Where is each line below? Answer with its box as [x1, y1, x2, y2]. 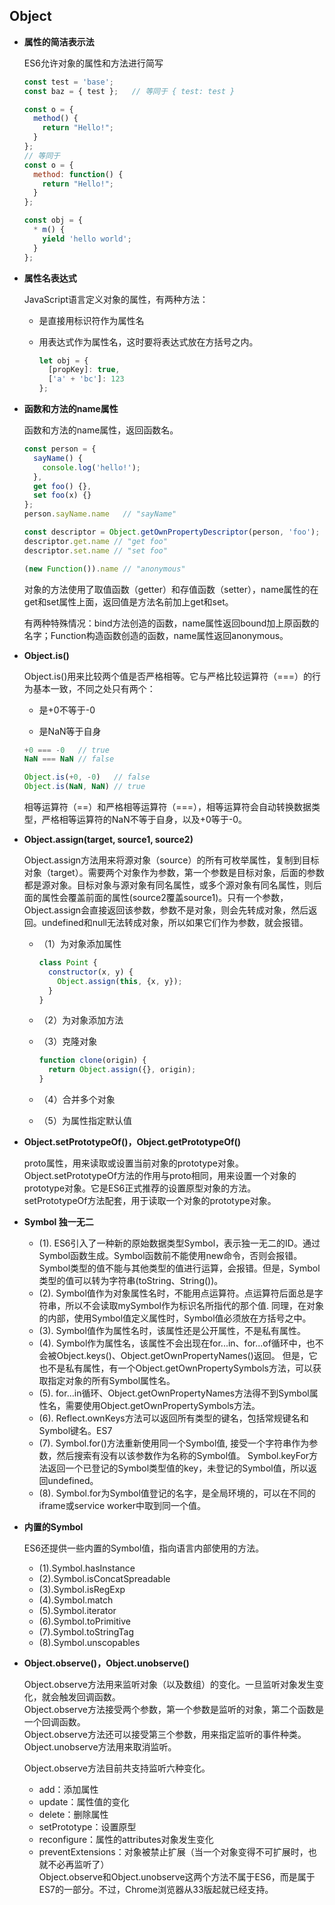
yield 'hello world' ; [42, 234, 132, 244]
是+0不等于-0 [38, 704, 96, 716]
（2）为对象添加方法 [38, 1014, 124, 1026]
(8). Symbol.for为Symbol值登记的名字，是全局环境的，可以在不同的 [38, 1487, 316, 1499]
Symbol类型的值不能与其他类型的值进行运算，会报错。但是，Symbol [38, 1262, 321, 1274]
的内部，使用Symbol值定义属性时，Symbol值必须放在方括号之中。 [38, 1312, 312, 1324]
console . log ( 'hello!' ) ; [42, 462, 142, 473]
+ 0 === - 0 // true [23, 745, 110, 755]
